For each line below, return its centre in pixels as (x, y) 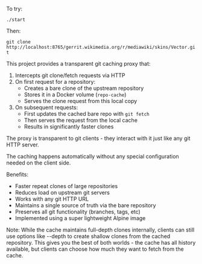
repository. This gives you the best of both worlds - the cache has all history (101, 243)
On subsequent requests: (46, 107)
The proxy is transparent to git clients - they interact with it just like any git (98, 138)
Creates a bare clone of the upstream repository (84, 88)
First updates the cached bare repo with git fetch (87, 114)
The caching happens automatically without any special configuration (93, 156)
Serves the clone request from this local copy (80, 101)
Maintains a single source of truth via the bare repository (85, 205)
